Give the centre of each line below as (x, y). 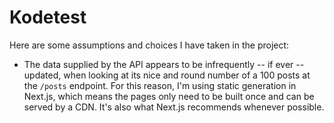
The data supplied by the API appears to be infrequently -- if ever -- (164, 64)
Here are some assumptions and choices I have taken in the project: (149, 45)
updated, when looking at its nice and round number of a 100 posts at (167, 75)
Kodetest (48, 17)
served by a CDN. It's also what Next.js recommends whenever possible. (174, 107)
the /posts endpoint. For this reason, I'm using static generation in (160, 85)
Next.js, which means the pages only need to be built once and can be (169, 96)
